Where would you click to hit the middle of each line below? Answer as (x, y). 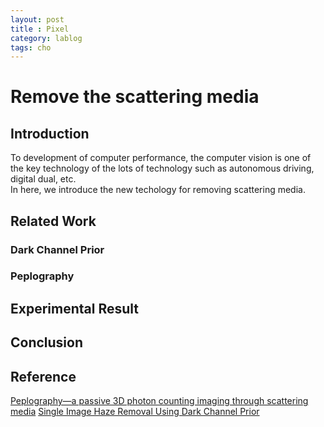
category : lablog (46, 38)
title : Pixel (40, 29)
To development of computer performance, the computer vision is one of (161, 158)
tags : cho (31, 47)
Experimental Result (74, 308)
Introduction (50, 133)
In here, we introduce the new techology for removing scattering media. (158, 190)
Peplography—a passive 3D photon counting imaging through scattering (159, 401)
